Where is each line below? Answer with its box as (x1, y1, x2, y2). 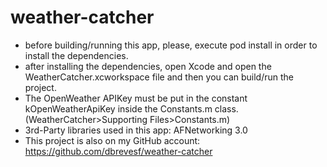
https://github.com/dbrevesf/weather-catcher (24, 145, 213, 157)
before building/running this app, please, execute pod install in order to (24, 39, 318, 51)
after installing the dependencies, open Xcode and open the (24, 60, 272, 72)
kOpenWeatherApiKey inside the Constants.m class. (24, 102, 239, 115)
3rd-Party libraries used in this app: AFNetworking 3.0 (24, 124, 248, 136)
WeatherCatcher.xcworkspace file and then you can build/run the (24, 71, 295, 83)
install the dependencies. (24, 49, 129, 61)
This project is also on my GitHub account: (24, 134, 201, 146)
